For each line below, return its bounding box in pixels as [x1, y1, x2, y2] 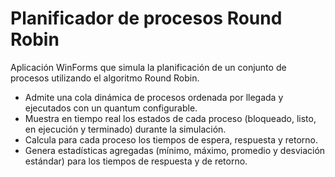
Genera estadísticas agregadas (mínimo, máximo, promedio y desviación [24, 144, 326, 156]
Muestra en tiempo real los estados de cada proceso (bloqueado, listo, [24, 112, 317, 124]
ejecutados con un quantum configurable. [24, 102, 198, 114]
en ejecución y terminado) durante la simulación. [24, 123, 227, 135]
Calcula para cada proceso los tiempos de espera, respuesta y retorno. [24, 133, 318, 146]
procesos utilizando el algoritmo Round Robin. [10, 72, 200, 84]
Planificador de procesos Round [10, 7, 283, 30]
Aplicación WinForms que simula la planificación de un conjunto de [10, 61, 287, 73]
